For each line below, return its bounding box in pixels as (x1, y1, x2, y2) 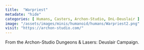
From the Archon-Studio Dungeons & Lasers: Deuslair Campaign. (5, 39, 139, 45)
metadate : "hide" (5, 12, 41, 17)
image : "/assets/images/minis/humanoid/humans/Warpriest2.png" (5, 21, 140, 26)
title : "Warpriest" (5, 7, 48, 12)
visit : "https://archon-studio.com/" (5, 26, 84, 31)
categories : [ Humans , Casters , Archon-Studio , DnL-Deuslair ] (5, 16, 140, 21)
